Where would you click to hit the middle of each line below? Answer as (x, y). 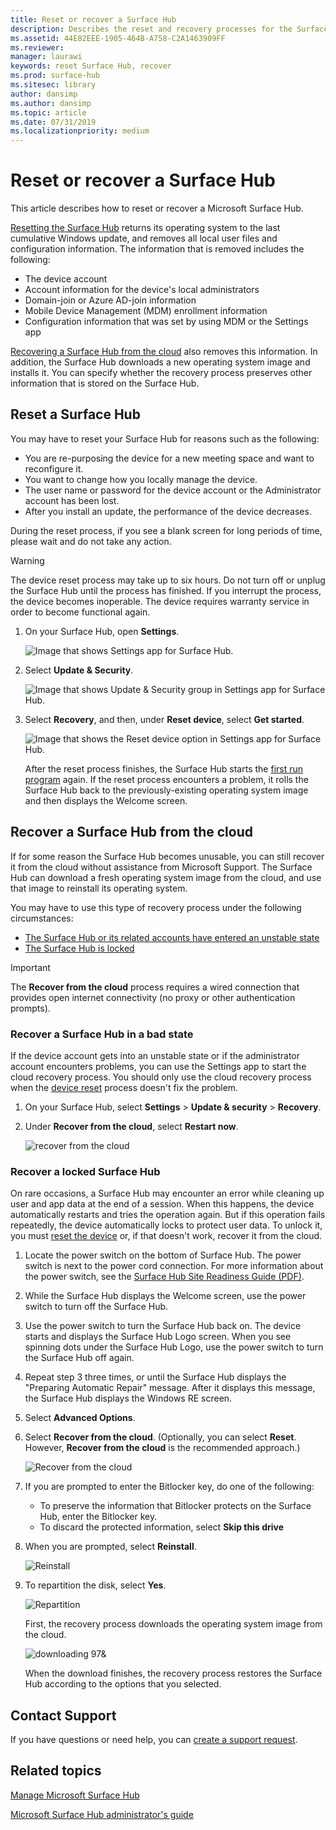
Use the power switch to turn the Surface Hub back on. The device (163, 1326)
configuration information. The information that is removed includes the (157, 249)
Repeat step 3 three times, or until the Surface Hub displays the (155, 1377)
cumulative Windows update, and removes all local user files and (144, 238)
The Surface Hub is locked (79, 948)
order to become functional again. (80, 612)
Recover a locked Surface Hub (85, 1171)
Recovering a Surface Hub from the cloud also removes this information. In (164, 352)
